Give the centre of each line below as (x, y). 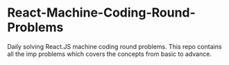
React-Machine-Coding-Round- (101, 13)
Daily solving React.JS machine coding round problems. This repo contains (114, 46)
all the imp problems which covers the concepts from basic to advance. (109, 54)
